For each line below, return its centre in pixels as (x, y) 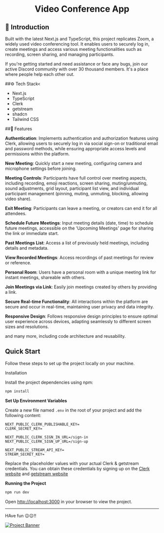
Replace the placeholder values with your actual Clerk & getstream (72, 463)
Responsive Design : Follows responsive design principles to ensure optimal (81, 316)
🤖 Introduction (27, 27)
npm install (17, 391)
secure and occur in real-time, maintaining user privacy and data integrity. (80, 307)
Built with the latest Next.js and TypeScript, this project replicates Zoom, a (80, 39)
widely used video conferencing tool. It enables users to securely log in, (77, 44)
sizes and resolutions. (27, 327)
